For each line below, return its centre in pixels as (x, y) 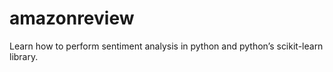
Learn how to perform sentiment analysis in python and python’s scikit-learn (166, 46)
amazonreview (72, 18)
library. (24, 56)
